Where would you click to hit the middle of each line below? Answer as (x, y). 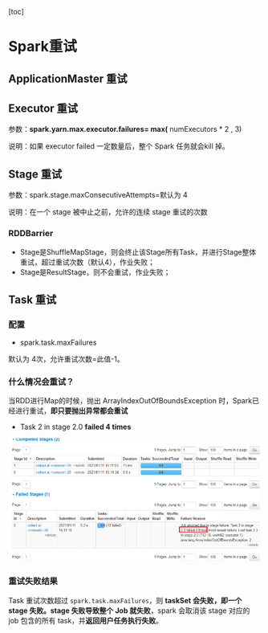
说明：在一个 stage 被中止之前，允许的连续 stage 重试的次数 (108, 212)
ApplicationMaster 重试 (68, 78)
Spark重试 (43, 47)
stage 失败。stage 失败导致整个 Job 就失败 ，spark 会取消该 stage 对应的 (129, 611)
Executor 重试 (43, 108)
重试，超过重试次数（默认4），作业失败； (87, 262)
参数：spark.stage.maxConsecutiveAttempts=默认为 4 (98, 195)
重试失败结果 (33, 582)
